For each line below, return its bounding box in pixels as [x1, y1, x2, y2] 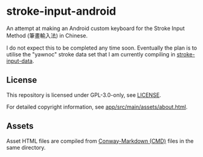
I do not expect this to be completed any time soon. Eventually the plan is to [6, 44, 197, 52]
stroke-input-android [6, 4, 116, 18]
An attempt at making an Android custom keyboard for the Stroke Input [6, 25, 185, 32]
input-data [6, 57, 33, 64]
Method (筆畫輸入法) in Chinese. [6, 32, 88, 39]
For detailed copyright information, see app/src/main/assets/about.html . [6, 103, 188, 110]
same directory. [6, 144, 46, 151]
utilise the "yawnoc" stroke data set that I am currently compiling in [6, 50, 175, 58]
